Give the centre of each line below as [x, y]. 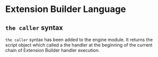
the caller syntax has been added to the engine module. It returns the [79, 39]
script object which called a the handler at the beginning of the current [79, 45]
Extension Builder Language [66, 9]
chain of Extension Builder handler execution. [53, 50]
